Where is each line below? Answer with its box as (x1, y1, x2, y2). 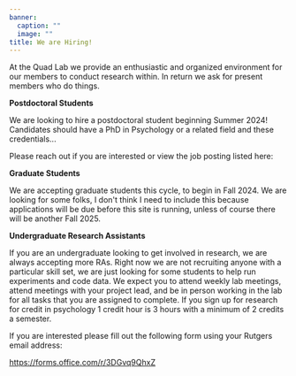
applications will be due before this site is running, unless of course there (9, 204, 276, 215)
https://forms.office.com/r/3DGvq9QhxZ (9, 357, 156, 368)
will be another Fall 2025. (9, 213, 102, 224)
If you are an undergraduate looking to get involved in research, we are (9, 248, 268, 258)
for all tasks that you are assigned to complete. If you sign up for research (9, 295, 278, 305)
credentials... (9, 134, 57, 144)
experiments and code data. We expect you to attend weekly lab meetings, (9, 276, 281, 287)
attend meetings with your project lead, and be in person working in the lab (9, 285, 283, 296)
